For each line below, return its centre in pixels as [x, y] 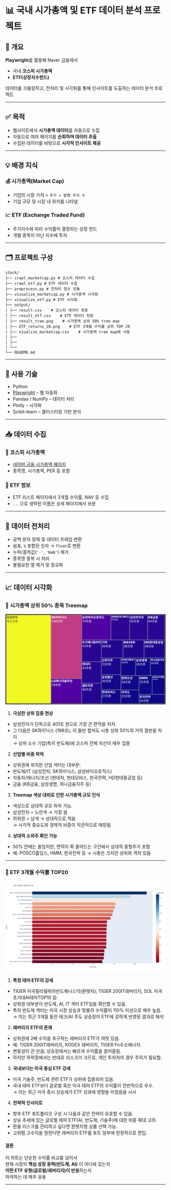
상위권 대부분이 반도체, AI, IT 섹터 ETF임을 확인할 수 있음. [69, 1004]
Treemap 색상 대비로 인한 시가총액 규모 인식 [56, 795]
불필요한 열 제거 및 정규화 [38, 565]
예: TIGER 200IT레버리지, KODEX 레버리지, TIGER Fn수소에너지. [77, 1045]
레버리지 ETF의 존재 [32, 1028]
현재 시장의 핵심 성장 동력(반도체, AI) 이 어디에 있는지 [58, 1164]
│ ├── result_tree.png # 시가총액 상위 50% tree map [63, 321]
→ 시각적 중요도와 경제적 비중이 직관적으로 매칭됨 [62, 825]
